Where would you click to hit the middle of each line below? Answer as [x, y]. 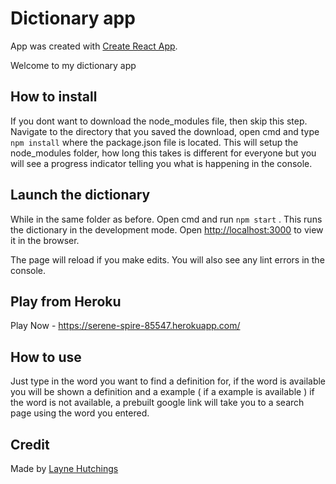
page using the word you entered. [80, 413]
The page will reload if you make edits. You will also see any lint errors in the [167, 259]
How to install [54, 97]
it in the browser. [45, 240]
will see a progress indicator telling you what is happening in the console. [161, 163]
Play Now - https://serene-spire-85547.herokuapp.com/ [125, 326]
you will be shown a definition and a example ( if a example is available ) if [162, 392]
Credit [30, 444]
